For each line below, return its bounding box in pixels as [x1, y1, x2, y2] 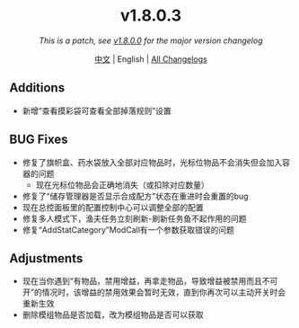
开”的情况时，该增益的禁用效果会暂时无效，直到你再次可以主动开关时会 [22, 287, 286, 297]
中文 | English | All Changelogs [93, 53, 208, 64]
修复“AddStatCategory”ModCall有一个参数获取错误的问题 [22, 224, 235, 235]
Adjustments [9, 251, 84, 266]
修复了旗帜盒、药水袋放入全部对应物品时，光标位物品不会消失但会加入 [22, 156, 283, 167]
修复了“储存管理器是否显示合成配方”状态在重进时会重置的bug [22, 191, 249, 201]
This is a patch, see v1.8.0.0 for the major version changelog [39, 35, 263, 46]
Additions [9, 80, 66, 95]
